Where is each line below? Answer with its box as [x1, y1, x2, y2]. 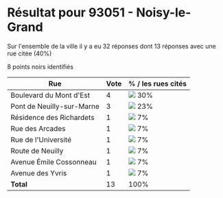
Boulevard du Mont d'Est [10, 90, 91, 100]
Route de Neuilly [10, 146, 64, 156]
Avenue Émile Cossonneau [10, 157, 97, 166]
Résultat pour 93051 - [7, 5, 134, 21]
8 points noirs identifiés [7, 62, 74, 71]
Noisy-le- [136, 5, 191, 21]
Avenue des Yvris [10, 168, 67, 177]
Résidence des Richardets [10, 112, 95, 122]
